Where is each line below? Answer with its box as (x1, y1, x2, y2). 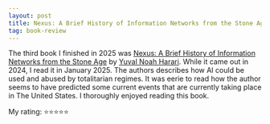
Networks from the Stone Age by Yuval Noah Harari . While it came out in (8, 57, 249, 66)
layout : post (8, 11, 52, 20)
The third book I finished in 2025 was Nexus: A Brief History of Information (8, 49, 256, 58)
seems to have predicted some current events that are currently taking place (8, 82, 262, 92)
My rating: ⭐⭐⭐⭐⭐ (8, 107, 69, 117)
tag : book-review (8, 26, 67, 34)
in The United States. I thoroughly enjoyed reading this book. (8, 91, 210, 101)
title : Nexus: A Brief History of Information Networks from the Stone (8, 19, 253, 27)
